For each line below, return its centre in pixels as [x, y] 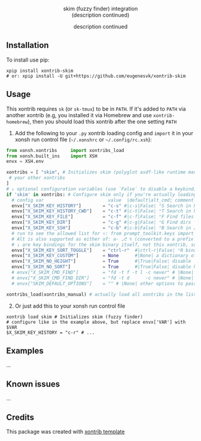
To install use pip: [28, 60]
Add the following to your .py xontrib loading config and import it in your [104, 133]
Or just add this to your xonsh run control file [70, 306]
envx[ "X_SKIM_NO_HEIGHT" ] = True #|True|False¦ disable [101, 261]
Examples [25, 350]
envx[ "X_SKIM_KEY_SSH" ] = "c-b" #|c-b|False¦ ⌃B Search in [101, 228]
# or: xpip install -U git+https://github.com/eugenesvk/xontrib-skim [96, 76]
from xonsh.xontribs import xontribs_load [65, 150]
